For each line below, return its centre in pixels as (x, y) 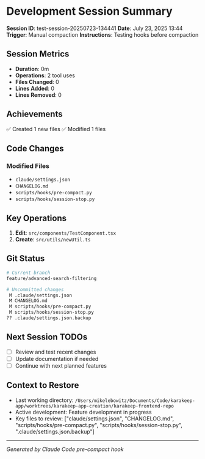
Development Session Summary (89, 11)
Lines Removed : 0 (38, 95)
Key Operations (37, 218)
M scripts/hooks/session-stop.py (52, 313)
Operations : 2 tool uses (45, 75)
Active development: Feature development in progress (83, 412)
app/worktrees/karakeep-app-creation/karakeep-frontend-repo (95, 406)
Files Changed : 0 (37, 82)
